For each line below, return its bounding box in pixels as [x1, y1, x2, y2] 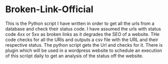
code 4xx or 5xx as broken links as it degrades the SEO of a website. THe [5, 31, 160, 37]
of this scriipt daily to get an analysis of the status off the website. [5, 52, 144, 59]
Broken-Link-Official [5, 4, 94, 15]
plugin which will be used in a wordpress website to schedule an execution [5, 47, 162, 53]
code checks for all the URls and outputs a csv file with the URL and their [5, 37, 159, 43]
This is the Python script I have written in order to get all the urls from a [5, 20, 155, 26]
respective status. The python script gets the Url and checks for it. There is [5, 42, 163, 48]
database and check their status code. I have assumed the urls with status [5, 25, 161, 31]
